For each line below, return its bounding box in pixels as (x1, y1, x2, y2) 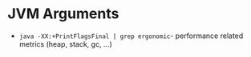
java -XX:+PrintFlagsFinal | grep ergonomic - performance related (18, 31, 244, 40)
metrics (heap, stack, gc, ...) (18, 39, 113, 48)
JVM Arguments (7, 5, 119, 23)
